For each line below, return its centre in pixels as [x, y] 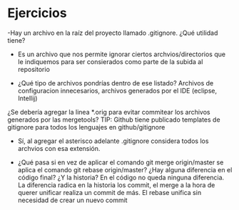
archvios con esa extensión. [59, 148]
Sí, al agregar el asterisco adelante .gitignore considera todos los [113, 141]
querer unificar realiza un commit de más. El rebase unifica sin [110, 192]
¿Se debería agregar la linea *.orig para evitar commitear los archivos [109, 112]
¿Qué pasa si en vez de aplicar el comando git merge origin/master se [121, 162]
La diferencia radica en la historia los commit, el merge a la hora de [116, 185]
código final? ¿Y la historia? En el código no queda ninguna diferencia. [121, 177]
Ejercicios [37, 13]
